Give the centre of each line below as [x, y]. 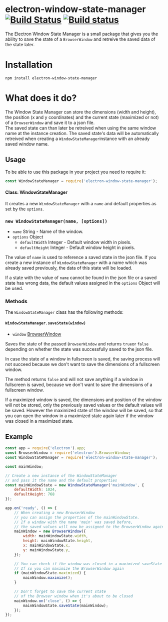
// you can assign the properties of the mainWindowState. [77, 517]
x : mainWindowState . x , [47, 546]
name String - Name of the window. [48, 231]
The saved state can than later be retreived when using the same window [81, 128]
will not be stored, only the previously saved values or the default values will [84, 405]
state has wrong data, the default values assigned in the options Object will [83, 283]
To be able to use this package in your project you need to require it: [75, 172]
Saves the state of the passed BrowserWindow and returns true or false [77, 344]
